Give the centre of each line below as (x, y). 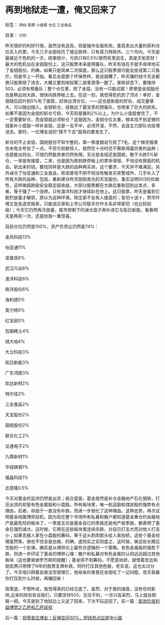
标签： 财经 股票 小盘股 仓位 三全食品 (39, 25)
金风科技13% (18, 237)
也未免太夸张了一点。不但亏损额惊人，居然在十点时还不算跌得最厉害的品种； (82, 148)
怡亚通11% (15, 247)
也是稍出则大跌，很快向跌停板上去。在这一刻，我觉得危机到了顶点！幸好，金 (82, 94)
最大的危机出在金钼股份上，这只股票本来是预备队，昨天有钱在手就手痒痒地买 (82, 64)
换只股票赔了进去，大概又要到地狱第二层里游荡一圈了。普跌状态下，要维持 (80, 82)
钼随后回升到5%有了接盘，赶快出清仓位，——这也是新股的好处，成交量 (77, 101)
